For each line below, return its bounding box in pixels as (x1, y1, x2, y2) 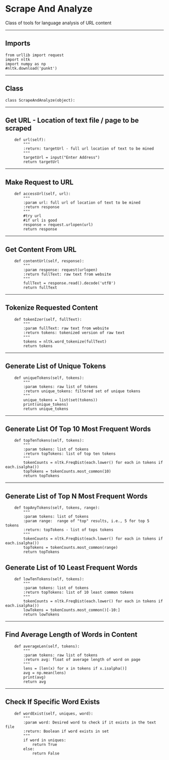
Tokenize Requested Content (5, 304, 98, 312)
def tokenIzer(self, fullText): (14, 317, 82, 322)
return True (32, 742, 57, 747)
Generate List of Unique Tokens (5, 362, 106, 370)
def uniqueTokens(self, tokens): (14, 375, 84, 381)
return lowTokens (23, 612, 59, 617)
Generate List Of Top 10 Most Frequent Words (5, 425, 151, 434)
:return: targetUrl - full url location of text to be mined (23, 146, 154, 152)
